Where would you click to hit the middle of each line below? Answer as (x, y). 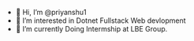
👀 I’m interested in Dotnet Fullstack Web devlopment (101, 20)
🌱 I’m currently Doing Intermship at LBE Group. (91, 29)
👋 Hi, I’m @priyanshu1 (51, 12)
